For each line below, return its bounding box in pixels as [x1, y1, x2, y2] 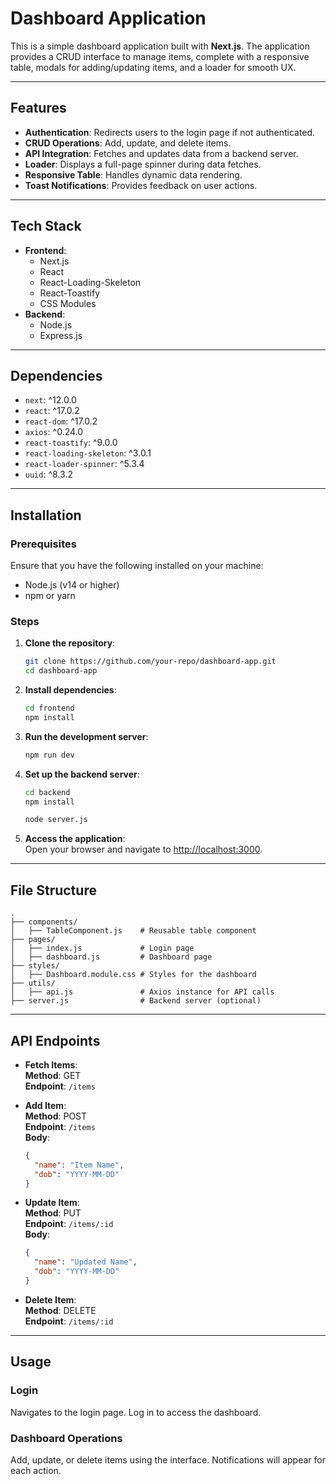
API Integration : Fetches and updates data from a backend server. [24, 147, 299, 159]
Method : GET [24, 1069, 82, 1081]
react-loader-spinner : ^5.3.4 [24, 458, 145, 470]
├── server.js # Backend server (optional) [10, 996, 262, 1006]
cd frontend [24, 703, 75, 714]
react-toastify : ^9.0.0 [24, 437, 118, 449]
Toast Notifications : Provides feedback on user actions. [24, 179, 258, 191]
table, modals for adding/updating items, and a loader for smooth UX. [10, 61, 297, 73]
